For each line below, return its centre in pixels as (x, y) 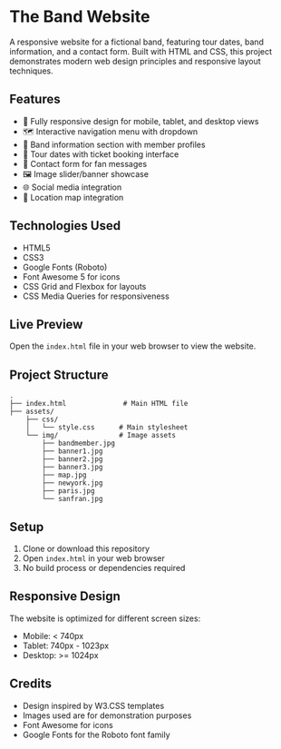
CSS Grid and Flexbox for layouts (84, 286)
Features (35, 99)
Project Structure (59, 374)
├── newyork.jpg (73, 483)
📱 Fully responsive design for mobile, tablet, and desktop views (140, 121)
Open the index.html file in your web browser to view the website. (133, 346)
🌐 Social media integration (72, 187)
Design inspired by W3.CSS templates (93, 705)
